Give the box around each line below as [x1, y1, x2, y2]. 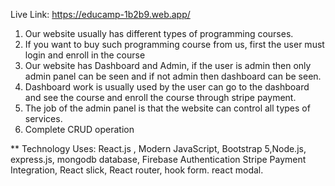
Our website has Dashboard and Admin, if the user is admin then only [24, 60, 312, 71]
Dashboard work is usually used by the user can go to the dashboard [24, 81, 310, 93]
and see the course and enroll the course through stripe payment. [24, 92, 297, 103]
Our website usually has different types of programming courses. [24, 28, 294, 39]
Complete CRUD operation [24, 124, 135, 135]
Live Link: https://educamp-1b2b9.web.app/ [10, 9, 191, 20]
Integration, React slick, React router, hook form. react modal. [10, 164, 264, 176]
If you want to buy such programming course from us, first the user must [24, 39, 325, 50]
